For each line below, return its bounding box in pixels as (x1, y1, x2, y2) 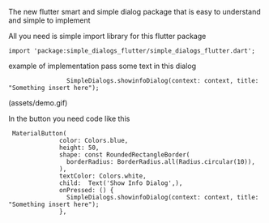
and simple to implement (8, 15, 91, 25)
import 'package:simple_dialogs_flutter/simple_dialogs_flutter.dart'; (8, 47, 255, 55)
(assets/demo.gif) (8, 98, 68, 108)
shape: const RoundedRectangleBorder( (59, 151, 190, 159)
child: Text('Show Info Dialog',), (59, 179, 183, 187)
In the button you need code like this (8, 114, 130, 123)
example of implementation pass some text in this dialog (8, 61, 197, 71)
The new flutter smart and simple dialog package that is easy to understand (8, 7, 261, 16)
